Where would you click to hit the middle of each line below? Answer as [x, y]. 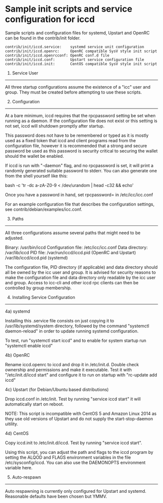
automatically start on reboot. [34, 404]
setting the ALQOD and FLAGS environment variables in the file [68, 457]
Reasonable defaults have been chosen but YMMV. [56, 496]
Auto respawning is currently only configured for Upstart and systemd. [76, 491]
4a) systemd [18, 311]
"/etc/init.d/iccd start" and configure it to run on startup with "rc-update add [81, 375]
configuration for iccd [50, 19]
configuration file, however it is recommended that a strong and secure [76, 146]
